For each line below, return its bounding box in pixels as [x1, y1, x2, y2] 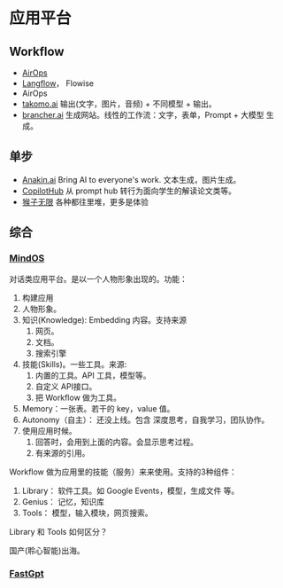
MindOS [9, 252, 45, 264]
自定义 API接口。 [34, 380, 97, 391]
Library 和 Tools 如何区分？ [9, 526, 108, 537]
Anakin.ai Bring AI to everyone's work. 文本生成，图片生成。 [21, 174, 241, 184]
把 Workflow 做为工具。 [34, 392, 122, 403]
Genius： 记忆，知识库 [21, 496, 104, 506]
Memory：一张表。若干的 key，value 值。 [21, 403, 175, 413]
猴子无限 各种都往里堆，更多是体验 [21, 196, 149, 207]
